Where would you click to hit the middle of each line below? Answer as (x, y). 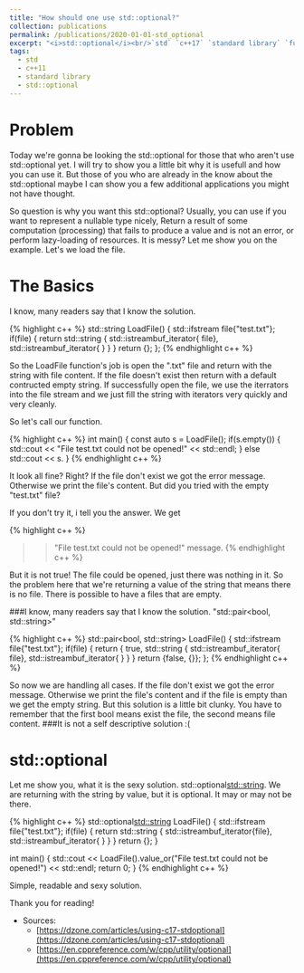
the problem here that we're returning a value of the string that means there (150, 584)
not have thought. (42, 193)
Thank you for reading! (52, 903)
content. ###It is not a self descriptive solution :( (100, 723)
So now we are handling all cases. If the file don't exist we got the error (142, 685)
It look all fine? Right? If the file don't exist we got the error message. (138, 475)
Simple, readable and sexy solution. (76, 886)
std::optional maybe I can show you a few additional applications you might (149, 184)
